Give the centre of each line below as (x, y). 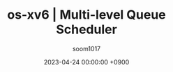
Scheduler (86, 29)
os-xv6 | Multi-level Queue (86, 15)
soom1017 (86, 48)
